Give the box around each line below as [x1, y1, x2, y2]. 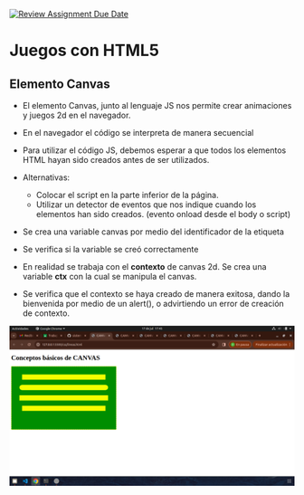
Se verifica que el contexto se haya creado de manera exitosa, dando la [22, 289, 290, 299]
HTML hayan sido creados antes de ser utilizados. [22, 155, 210, 165]
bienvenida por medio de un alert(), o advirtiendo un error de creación [22, 299, 285, 309]
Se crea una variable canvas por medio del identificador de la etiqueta [22, 226, 285, 237]
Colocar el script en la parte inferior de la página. [35, 190, 219, 200]
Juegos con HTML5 [9, 41, 160, 61]
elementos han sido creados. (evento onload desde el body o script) [35, 209, 291, 219]
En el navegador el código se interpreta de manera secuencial [22, 128, 254, 138]
